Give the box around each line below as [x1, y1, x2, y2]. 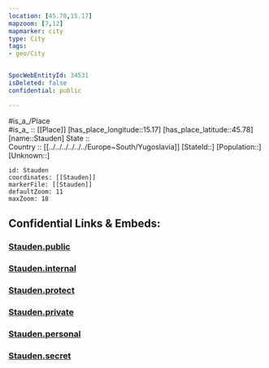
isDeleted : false [8, 79, 67, 87]
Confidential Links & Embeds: [8, 217, 161, 231]
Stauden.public [8, 240, 71, 252]
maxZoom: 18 [8, 194, 49, 203]
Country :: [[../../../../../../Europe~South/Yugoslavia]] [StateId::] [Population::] [8, 141, 262, 151]
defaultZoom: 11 [8, 188, 63, 196]
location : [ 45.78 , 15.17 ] [8, 11, 93, 20]
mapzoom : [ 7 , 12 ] [8, 19, 63, 28]
